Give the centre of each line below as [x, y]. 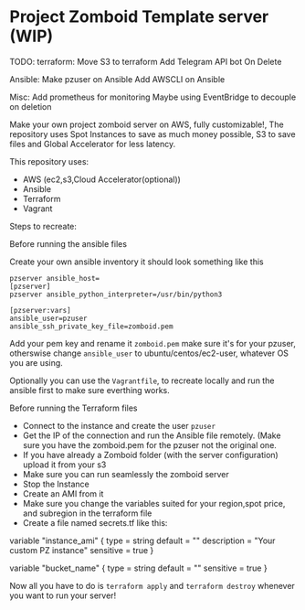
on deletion [31, 106]
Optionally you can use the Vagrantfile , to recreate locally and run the [142, 380]
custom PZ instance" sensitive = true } [82, 550]
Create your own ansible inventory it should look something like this [137, 262]
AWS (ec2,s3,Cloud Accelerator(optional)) [101, 179]
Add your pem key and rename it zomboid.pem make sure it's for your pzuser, [153, 343]
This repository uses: [49, 161]
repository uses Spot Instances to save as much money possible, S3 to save [152, 134]
